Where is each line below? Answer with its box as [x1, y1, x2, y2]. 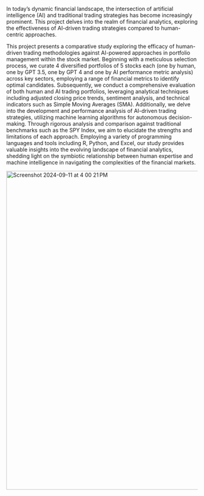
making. [6, 120, 27, 127]
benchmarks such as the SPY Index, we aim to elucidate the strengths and [6, 127, 192, 134]
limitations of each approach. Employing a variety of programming [6, 133, 172, 140]
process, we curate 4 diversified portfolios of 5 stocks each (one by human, [6, 62, 196, 69]
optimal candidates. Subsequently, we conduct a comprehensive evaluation [6, 81, 195, 89]
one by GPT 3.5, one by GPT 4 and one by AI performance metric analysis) [6, 69, 194, 75]
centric [6, 31, 24, 38]
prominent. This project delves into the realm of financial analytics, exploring [6, 18, 198, 25]
